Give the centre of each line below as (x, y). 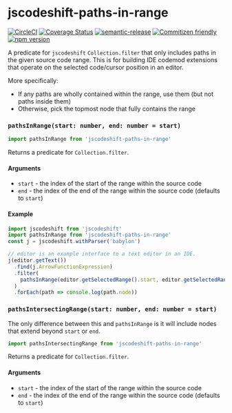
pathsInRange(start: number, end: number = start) (94, 125)
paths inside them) (44, 101)
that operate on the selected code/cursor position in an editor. (96, 67)
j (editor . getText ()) (38, 260)
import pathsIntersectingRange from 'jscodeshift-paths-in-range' (105, 343)
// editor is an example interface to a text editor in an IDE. (102, 254)
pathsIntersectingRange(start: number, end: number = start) (113, 309)
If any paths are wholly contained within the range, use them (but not (116, 94)
